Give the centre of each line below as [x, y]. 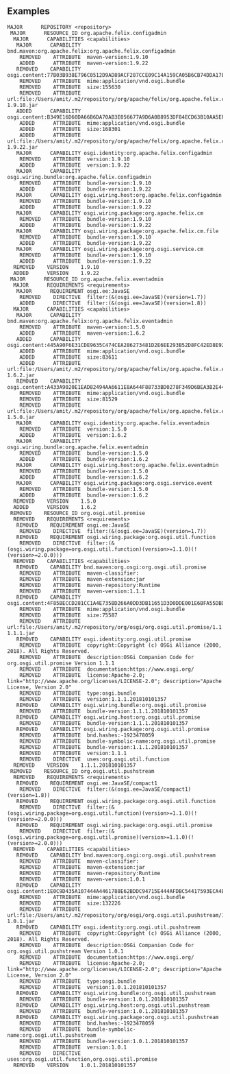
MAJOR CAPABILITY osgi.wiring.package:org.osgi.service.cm [110, 249]
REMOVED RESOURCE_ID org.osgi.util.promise [78, 513]
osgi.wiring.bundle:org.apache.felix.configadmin [79, 177]
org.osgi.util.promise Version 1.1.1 [61, 663]
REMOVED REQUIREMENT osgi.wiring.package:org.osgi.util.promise [114, 825]
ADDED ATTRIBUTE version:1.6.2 [73, 435]
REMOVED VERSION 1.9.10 [56, 267]
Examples [28, 11]
